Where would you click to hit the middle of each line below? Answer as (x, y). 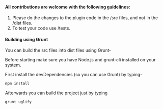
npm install (17, 83)
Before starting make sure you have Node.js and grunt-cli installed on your (81, 60)
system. (13, 65)
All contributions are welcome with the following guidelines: (68, 7)
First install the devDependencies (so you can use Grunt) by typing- (74, 75)
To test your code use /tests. (41, 28)
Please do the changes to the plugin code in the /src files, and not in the (85, 18)
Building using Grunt (27, 39)
